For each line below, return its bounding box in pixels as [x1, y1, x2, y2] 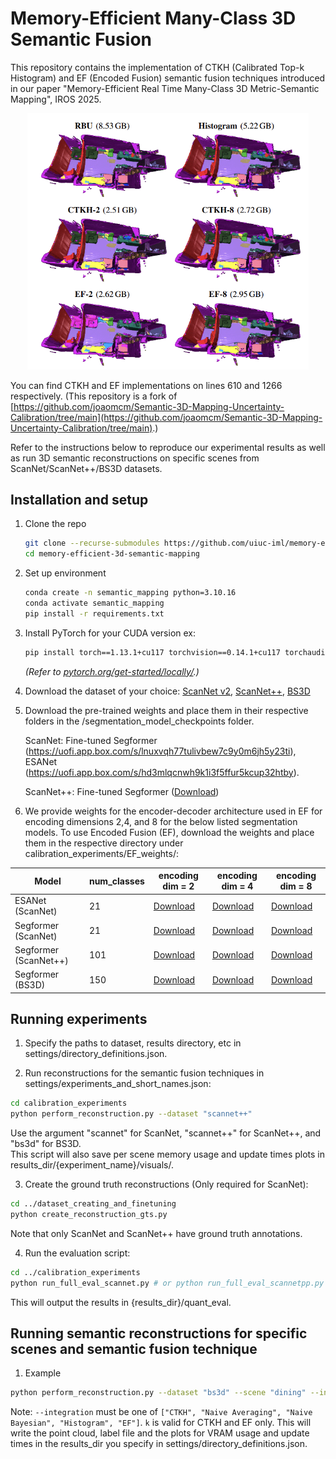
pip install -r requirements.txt [24, 608, 165, 619]
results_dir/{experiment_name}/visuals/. [10, 1159, 174, 1171]
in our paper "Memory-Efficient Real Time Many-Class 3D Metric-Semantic [10, 82, 320, 94]
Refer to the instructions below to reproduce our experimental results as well [10, 441, 326, 453]
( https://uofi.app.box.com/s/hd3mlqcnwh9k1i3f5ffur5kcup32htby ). [24, 766, 300, 778]
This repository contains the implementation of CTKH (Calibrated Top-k [10, 61, 305, 73]
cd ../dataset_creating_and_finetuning [10, 1199, 177, 1209]
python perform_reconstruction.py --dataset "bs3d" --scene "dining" [10, 1388, 307, 1398]
